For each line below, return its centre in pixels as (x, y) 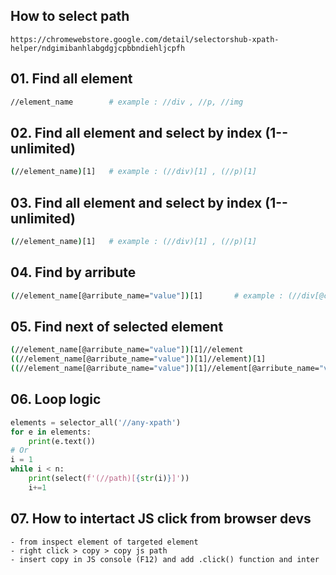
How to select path (70, 16)
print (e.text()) (62, 441)
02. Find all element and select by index (136, 132)
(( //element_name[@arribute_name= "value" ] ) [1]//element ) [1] (138, 359)
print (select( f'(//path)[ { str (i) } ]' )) (109, 479)
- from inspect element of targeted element (104, 542)
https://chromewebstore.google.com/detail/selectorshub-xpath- (145, 39)
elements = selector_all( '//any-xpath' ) (96, 422)
